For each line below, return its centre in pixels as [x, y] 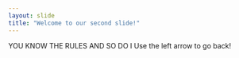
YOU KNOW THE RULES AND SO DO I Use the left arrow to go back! [120, 45]
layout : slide [32, 15]
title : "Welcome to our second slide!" [74, 23]
